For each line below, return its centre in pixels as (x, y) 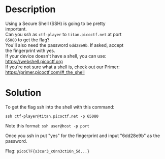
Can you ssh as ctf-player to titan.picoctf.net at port (63, 34)
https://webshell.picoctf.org (34, 61)
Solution (23, 93)
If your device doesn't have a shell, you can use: (56, 56)
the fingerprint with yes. (30, 50)
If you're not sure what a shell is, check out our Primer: (63, 67)
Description (30, 9)
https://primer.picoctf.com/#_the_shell (45, 72)
